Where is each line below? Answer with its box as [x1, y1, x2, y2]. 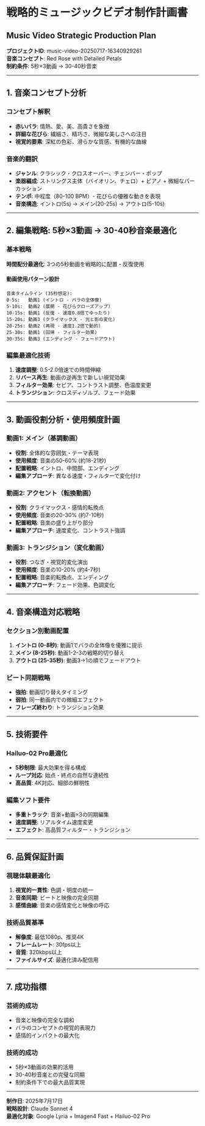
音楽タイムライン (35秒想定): [6, 291, 73, 297]
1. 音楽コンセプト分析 [6, 88, 87, 98]
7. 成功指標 [6, 981, 47, 992]
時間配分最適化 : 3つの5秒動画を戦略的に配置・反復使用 [6, 260, 145, 267]
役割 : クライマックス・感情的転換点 [15, 504, 104, 511]
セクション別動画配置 [6, 626, 69, 635]
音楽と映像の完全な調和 [15, 1017, 74, 1024]
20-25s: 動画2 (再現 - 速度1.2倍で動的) [6, 323, 101, 329]
